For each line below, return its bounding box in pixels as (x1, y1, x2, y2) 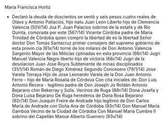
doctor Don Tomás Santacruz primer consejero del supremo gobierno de (11, 40, 160, 46)
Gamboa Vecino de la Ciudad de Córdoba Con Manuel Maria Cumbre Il (11, 108, 156, 114)
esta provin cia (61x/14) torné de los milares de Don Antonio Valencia (11, 45, 152, 51)
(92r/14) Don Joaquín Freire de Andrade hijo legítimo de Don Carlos (11, 98, 149, 103)
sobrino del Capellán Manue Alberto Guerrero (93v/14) (11, 114, 123, 119)
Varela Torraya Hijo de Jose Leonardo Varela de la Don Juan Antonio (11, 72, 152, 77)
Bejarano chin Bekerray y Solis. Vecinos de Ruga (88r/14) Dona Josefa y (11, 87, 159, 93)
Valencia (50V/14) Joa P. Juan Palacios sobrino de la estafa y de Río (11, 24, 151, 30)
